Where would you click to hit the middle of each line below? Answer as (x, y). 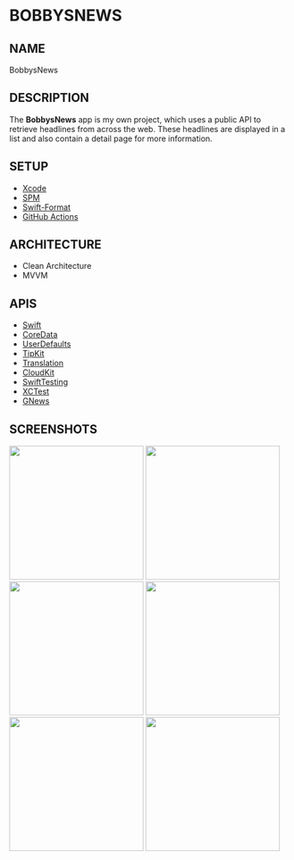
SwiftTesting (45, 382)
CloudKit (38, 372)
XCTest (36, 392)
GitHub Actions (50, 216)
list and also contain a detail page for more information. (111, 138)
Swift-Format (46, 207)
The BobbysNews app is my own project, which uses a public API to (135, 119)
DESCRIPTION (49, 98)
